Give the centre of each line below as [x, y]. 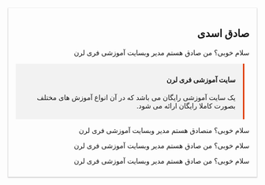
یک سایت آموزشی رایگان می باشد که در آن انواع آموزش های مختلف [136, 98]
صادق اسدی [223, 33]
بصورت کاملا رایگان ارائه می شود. [186, 106]
